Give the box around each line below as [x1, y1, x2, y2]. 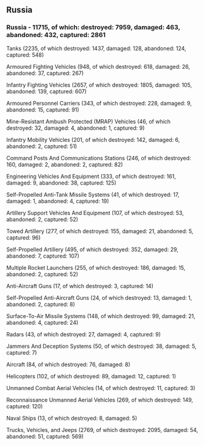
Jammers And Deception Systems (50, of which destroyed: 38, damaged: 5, [6, 342, 197, 350]
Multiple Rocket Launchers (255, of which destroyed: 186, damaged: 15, [6, 264, 186, 271]
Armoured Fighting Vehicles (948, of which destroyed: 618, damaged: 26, [6, 63, 191, 70]
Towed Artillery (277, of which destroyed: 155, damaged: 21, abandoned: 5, [6, 227, 194, 235]
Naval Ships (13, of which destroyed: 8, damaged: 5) [6, 414, 138, 422]
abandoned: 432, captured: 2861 [6, 30, 106, 39]
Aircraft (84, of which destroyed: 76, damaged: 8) [6, 361, 131, 368]
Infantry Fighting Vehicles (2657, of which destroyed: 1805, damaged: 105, [6, 81, 192, 88]
